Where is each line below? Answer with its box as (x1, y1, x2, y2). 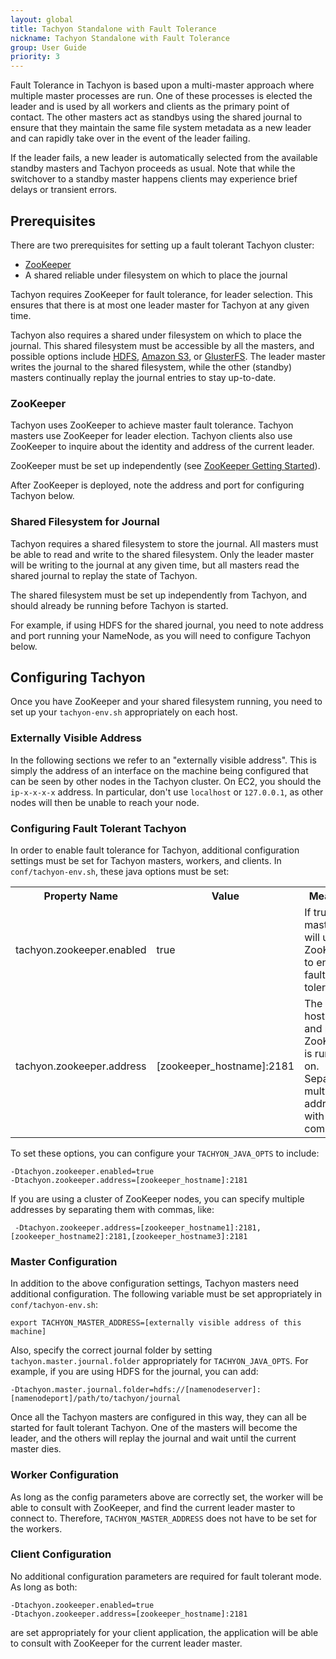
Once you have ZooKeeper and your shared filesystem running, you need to (10, 696, 323, 708)
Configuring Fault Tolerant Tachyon (10, 821, 187, 835)
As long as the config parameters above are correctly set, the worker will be (10, 1491, 324, 1503)
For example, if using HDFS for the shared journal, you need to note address (10, 619, 324, 631)
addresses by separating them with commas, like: (10, 1203, 215, 1215)
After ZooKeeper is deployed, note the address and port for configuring (10, 479, 305, 491)
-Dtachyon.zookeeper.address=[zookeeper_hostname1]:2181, (14, 1222, 262, 1233)
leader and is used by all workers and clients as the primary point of (10, 101, 290, 113)
